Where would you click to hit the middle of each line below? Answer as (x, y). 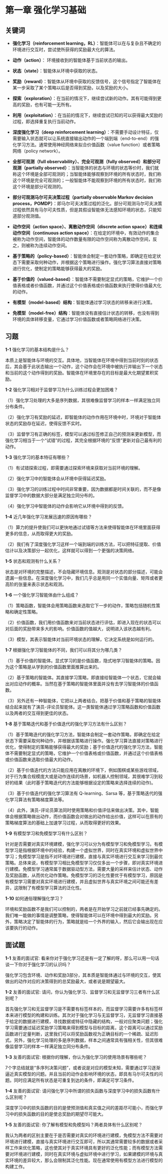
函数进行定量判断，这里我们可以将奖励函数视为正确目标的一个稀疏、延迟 (79, 1034)
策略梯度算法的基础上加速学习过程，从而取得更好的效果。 (64, 823)
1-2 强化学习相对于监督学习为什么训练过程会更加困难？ (62, 389)
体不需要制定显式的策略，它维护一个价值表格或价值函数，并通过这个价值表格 (84, 753)
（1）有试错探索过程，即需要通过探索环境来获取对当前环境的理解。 (74, 468)
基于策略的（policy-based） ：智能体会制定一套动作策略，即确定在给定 (84, 256)
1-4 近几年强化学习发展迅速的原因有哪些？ (49, 517)
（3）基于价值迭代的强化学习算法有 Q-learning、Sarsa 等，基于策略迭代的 (82, 793)
